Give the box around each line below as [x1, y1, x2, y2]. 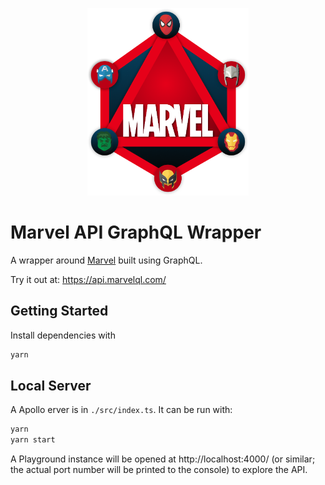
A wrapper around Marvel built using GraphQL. [10, 254, 203, 266]
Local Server [10, 378, 92, 395]
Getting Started [10, 303, 109, 320]
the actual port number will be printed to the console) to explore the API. [10, 464, 308, 476]
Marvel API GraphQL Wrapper [10, 221, 262, 244]
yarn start [10, 435, 56, 445]
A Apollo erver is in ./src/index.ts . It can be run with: [10, 404, 233, 416]
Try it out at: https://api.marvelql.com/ [10, 273, 167, 285]
